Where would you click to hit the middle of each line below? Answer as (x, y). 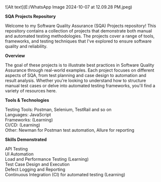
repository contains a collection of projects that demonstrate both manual (79, 31)
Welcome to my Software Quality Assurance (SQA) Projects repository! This (80, 26)
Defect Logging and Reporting (35, 169)
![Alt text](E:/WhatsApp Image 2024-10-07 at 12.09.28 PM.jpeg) (69, 7)
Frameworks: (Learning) (29, 120)
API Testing (16, 149)
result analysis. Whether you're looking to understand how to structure (76, 80)
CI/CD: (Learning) (23, 125)
